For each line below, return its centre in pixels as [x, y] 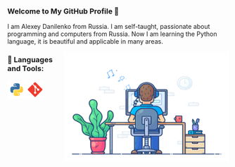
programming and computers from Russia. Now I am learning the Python [112, 34]
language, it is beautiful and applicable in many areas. [85, 42]
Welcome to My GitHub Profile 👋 [63, 11]
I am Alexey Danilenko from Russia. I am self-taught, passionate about [109, 27]
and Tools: [26, 68]
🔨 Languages [30, 60]
